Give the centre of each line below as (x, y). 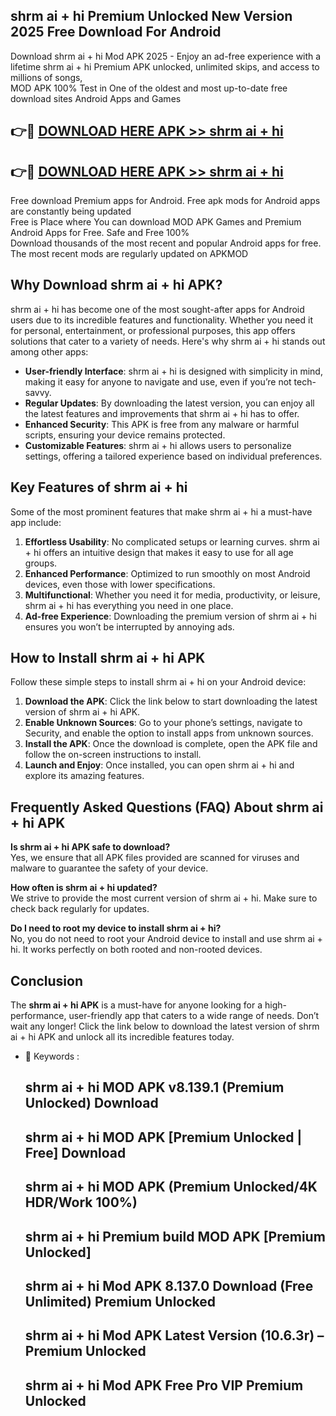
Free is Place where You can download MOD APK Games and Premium (156, 222)
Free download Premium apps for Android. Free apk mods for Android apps (165, 201)
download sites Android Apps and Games (96, 98)
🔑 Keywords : (52, 1056)
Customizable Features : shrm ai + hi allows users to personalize (158, 445)
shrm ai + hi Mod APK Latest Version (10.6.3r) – (174, 1335)
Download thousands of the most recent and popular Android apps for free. (166, 243)
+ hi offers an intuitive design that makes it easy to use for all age (159, 552)
